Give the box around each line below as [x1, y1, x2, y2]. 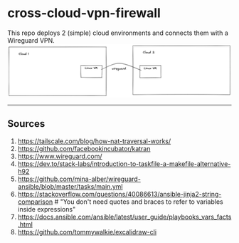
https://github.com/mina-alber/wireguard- [17, 175, 141, 183]
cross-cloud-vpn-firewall [7, 5, 161, 21]
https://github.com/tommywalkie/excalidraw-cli [17, 227, 157, 236]
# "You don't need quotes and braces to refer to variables [54, 197, 223, 206]
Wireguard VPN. [7, 36, 55, 44]
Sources [7, 118, 46, 130]
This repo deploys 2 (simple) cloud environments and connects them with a [7, 29, 229, 37]
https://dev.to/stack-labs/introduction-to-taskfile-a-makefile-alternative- [17, 159, 231, 168]
